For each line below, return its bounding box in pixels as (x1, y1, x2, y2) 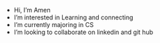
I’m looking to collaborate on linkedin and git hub (13, 28, 154, 36)
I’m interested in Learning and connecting (13, 13, 134, 21)
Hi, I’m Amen (13, 6, 51, 14)
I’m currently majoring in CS (13, 21, 94, 28)
